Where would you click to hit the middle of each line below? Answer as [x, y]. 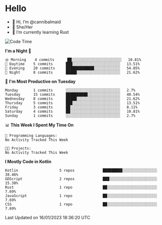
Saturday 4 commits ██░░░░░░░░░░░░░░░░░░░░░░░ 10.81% [72, 111]
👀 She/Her [22, 27]
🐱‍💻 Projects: [18, 148]
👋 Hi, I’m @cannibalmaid [36, 22]
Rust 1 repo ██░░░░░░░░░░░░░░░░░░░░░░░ [81, 187]
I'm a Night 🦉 [18, 51]
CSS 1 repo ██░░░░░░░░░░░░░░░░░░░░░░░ [81, 204]
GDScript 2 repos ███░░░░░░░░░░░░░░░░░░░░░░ [81, 179]
